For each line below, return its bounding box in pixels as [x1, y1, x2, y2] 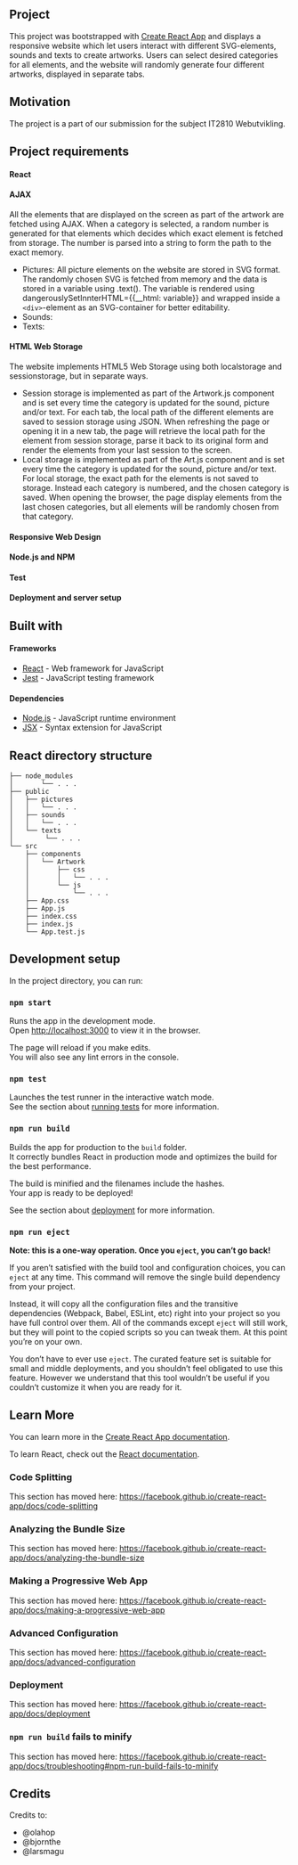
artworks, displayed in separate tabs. [9, 69, 145, 79]
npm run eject [9, 1227, 70, 1237]
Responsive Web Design [9, 531, 101, 542]
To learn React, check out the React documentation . [9, 1448, 200, 1460]
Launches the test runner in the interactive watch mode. [9, 1092, 215, 1103]
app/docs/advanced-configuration [9, 1656, 136, 1667]
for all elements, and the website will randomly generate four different [9, 59, 265, 70]
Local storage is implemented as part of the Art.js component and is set [21, 454, 285, 465]
